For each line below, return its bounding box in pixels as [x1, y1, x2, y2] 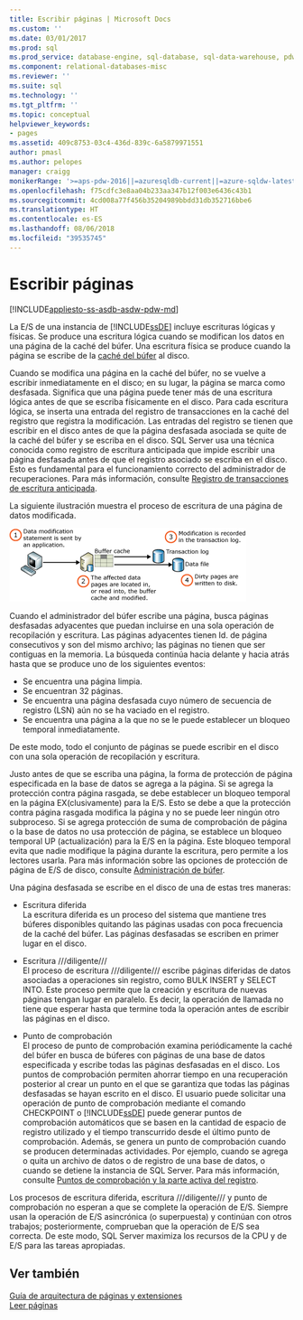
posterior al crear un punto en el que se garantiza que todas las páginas [22, 1078, 290, 1089]
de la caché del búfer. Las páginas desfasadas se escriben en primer [22, 928, 280, 939]
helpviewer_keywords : [9, 119, 91, 128]
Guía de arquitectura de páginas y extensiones [9, 1290, 183, 1301]
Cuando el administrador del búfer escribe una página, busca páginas [9, 610, 269, 621]
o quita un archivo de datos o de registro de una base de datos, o [22, 1155, 266, 1166]
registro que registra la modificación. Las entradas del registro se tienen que [9, 416, 293, 426]
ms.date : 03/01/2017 [9, 33, 87, 42]
